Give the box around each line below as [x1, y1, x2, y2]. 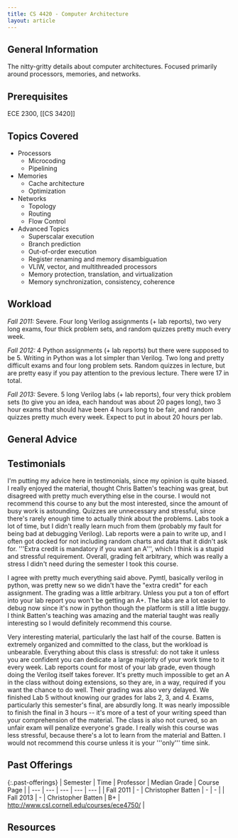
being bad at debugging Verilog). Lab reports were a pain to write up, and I [7, 529, 226, 538]
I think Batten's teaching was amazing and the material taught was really [7, 611, 220, 619]
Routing [28, 209, 51, 218]
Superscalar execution [28, 232, 94, 241]
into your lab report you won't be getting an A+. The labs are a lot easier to [7, 596, 226, 604]
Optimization [28, 187, 66, 195]
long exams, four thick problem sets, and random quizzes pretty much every [7, 325, 231, 333]
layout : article [7, 17, 55, 24]
